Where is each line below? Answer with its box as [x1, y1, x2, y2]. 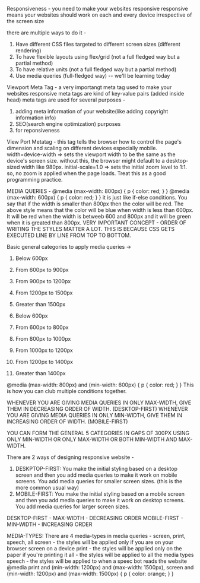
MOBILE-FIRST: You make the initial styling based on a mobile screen [15, 490, 185, 498]
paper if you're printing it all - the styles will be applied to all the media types [7, 552, 194, 558]
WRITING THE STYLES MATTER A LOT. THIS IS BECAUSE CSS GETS [7, 226, 175, 232]
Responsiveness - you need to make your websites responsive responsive [7, 5, 189, 12]
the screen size [7, 18, 45, 24]
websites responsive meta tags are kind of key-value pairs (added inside [7, 90, 185, 97]
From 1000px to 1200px [15, 347, 73, 354]
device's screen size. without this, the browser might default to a [7, 157, 165, 164]
